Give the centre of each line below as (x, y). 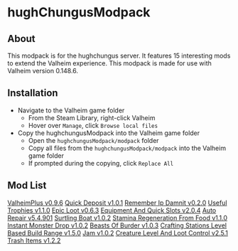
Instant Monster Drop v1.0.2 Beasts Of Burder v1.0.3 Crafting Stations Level (117, 225)
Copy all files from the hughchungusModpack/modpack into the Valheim (127, 148)
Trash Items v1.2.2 (34, 240)
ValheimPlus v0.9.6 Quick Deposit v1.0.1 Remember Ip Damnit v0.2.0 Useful (117, 203)
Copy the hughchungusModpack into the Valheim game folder (109, 133)
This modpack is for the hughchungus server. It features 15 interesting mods (119, 55)
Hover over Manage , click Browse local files (93, 125)
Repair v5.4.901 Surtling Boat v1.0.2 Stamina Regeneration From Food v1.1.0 (117, 218)
